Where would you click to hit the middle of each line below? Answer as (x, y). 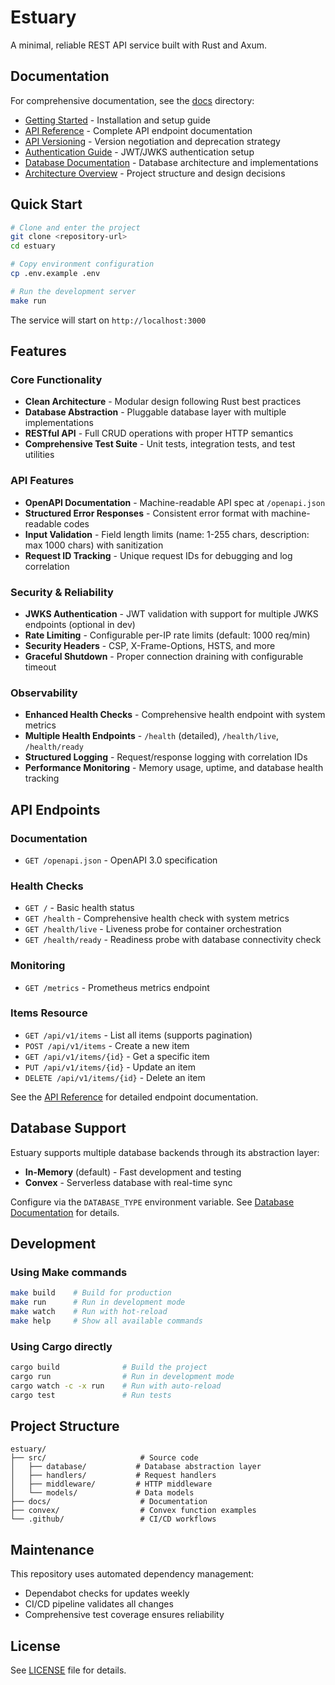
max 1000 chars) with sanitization (94, 545)
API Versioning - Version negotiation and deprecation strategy (152, 141)
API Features (42, 481)
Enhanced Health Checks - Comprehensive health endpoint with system (175, 715)
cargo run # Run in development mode (122, 1377)
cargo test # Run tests (91, 1395)
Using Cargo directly (61, 1346)
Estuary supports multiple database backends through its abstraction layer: (165, 1152)
